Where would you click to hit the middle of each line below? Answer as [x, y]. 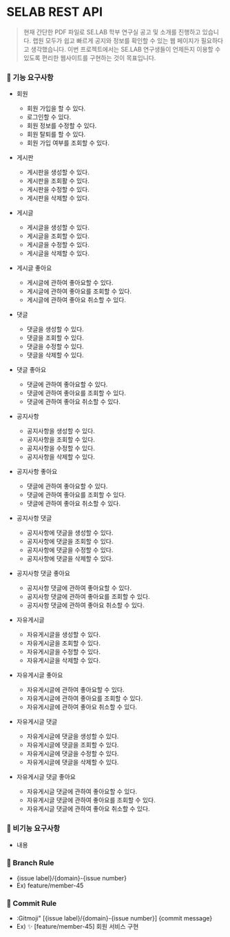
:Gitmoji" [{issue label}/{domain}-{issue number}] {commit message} [114, 918]
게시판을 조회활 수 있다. [58, 181]
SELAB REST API [54, 12]
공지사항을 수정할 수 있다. [61, 448]
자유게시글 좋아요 [40, 675]
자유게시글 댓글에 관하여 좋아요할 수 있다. [82, 791]
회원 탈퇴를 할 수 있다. [56, 135]
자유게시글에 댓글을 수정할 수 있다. [73, 753]
